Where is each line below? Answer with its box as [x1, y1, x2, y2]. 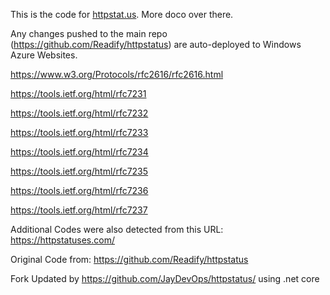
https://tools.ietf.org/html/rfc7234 [10, 146, 149, 158]
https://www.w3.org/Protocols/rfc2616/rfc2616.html [10, 69, 224, 80]
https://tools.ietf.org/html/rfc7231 [10, 88, 147, 99]
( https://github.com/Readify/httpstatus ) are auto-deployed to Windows [10, 39, 302, 50]
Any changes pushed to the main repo [10, 28, 168, 39]
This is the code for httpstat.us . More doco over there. [10, 9, 234, 20]
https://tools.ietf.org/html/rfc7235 [10, 165, 149, 177]
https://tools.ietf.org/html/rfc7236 [10, 185, 149, 196]
